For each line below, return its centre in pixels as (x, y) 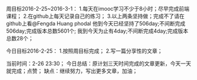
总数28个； (20, 38)
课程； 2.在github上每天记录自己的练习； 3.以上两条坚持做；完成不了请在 (96, 16)
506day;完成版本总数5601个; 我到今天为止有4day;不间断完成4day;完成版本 (97, 31)
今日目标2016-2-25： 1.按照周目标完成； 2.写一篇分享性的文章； (85, 51)
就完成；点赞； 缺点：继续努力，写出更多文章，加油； (72, 71)
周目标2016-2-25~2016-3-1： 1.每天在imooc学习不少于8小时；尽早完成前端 (98, 9)
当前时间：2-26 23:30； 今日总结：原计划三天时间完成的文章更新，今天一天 (99, 63)
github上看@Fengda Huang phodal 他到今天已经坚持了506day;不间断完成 (96, 23)
